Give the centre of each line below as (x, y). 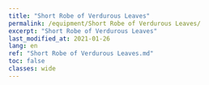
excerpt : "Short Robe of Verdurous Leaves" (83, 31)
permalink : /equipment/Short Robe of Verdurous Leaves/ (104, 23)
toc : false (27, 62)
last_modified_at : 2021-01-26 (60, 38)
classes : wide (32, 69)
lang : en (23, 46)
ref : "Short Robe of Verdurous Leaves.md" (81, 53)
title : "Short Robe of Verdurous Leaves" (79, 16)
